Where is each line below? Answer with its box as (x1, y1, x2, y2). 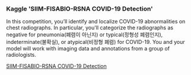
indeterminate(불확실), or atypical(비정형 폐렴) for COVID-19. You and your (6, 39, 185, 46)
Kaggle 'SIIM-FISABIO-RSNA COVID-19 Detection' (6, 5, 153, 13)
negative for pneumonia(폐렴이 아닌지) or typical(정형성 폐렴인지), (6, 31, 163, 38)
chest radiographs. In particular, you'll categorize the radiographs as (6, 24, 174, 31)
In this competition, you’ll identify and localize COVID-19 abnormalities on (6, 18, 186, 25)
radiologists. (6, 52, 37, 59)
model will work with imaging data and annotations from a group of (6, 45, 170, 52)
